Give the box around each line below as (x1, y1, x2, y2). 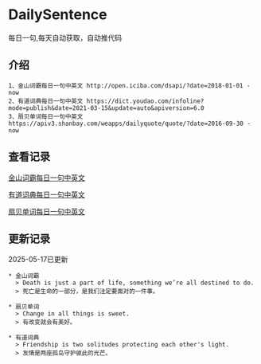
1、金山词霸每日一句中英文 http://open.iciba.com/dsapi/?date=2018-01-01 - (8, 81, 251, 89)
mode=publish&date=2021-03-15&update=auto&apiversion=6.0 (8, 104, 205, 112)
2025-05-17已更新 (8, 255, 68, 264)
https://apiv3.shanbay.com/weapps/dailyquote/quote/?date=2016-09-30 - (8, 119, 251, 127)
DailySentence (8, 6, 107, 24)
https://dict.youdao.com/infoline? (86, 97, 205, 105)
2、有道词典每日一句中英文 (8, 97, 84, 105)
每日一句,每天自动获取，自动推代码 (8, 33, 123, 42)
